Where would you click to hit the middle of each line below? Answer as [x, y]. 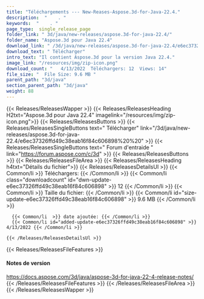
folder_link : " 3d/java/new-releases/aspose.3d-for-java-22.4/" [89, 35]
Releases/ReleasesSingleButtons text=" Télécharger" [73, 128]
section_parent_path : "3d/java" [47, 86]
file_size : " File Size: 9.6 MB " [51, 74]
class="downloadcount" [36, 180]
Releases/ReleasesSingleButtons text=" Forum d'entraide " [80, 147]
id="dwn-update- [90, 180]
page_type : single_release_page [49, 29]
